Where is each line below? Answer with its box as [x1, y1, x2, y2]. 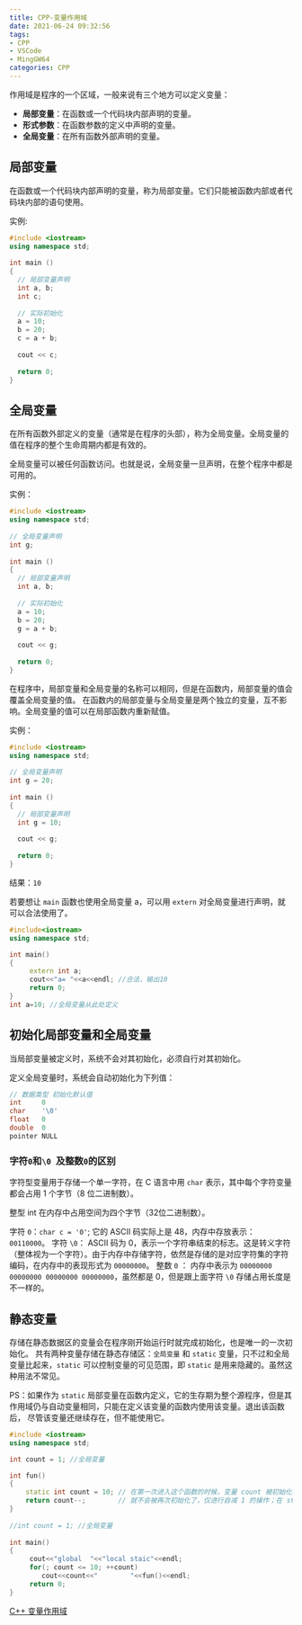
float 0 [9, 1115, 47, 1124]
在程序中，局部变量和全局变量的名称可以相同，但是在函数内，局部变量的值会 [9, 683, 293, 693]
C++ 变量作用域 [9, 1605, 67, 1616]
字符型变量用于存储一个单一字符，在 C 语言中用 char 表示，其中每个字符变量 [9, 1177, 292, 1188]
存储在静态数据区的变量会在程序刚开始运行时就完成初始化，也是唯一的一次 [9, 1336, 285, 1347]
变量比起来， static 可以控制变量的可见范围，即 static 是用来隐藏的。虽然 [9, 1359, 285, 1370]
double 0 [9, 1123, 47, 1133]
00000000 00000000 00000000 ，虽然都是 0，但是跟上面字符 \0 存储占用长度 [9, 1272, 284, 1282]
